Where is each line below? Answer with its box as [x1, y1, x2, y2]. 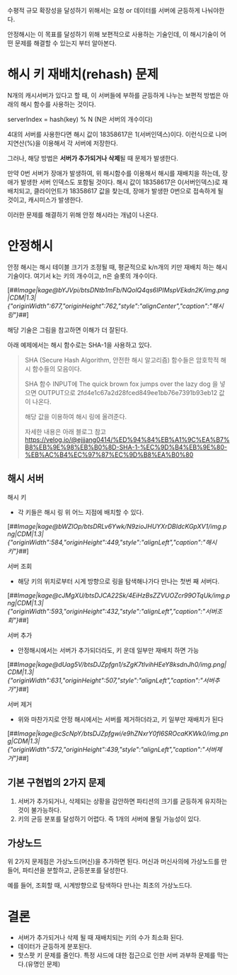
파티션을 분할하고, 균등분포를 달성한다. [22, 866, 129, 874]
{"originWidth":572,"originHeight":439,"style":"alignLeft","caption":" [7, 745, 205, 753]
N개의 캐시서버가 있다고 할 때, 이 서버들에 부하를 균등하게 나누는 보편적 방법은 [7, 91, 221, 99]
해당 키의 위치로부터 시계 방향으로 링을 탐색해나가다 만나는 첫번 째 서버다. [17, 576, 220, 586]
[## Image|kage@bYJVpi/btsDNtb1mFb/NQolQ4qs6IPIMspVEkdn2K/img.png [7, 285, 229, 294]
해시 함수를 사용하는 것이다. [20, 100, 97, 108]
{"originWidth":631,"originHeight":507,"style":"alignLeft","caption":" [7, 675, 203, 685]
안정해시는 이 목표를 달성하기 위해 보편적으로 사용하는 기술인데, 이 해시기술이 [7, 30, 219, 38]
